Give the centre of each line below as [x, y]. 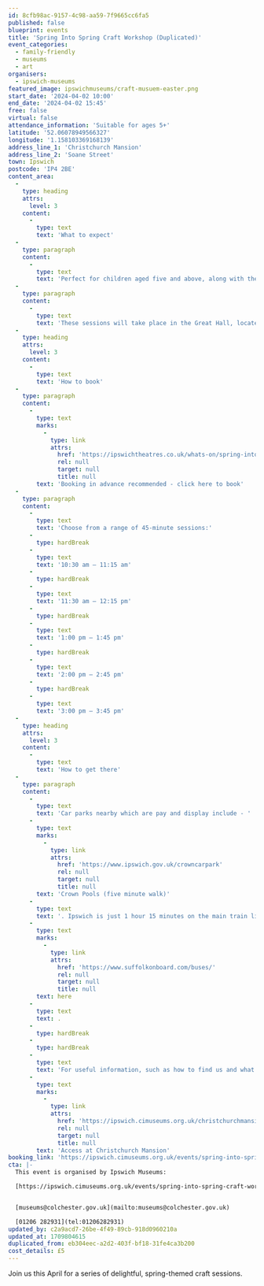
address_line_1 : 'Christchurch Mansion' [75, 147]
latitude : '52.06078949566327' [59, 132]
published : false [37, 23]
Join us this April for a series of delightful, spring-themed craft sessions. [125, 1273]
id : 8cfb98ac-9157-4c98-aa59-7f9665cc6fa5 [79, 15]
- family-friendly [46, 52]
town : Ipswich [31, 162]
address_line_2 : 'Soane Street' [61, 154]
